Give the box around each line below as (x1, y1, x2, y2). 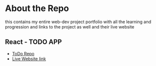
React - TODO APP (5, 38, 62, 46)
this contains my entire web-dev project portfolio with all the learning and (5, 19, 152, 25)
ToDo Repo (12, 51, 35, 56)
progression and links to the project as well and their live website (5, 24, 135, 29)
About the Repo (5, 3, 69, 14)
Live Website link (12, 56, 46, 62)
